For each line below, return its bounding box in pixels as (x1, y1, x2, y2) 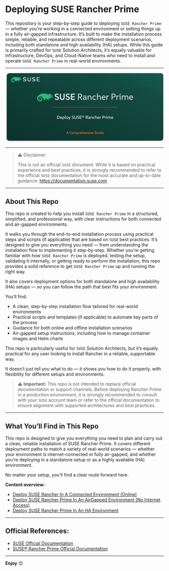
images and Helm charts (12, 336, 63, 342)
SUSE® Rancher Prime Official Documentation (12, 545, 108, 551)
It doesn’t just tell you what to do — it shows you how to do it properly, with (5, 366, 161, 372)
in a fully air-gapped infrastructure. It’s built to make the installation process (5, 31, 162, 37)
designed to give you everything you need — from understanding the (5, 242, 148, 248)
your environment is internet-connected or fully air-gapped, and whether (5, 451, 156, 457)
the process (12, 320, 38, 326)
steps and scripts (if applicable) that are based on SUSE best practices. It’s (5, 236, 157, 243)
